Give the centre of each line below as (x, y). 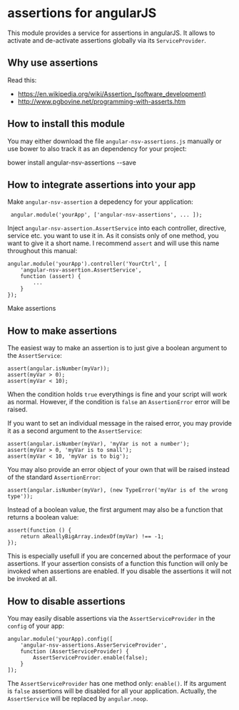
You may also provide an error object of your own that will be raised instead (118, 470)
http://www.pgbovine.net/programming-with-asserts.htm (102, 101)
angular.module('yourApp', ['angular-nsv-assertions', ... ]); (106, 215)
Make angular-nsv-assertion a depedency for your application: (101, 202)
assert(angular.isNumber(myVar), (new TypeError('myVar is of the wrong (118, 490)
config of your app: (36, 626)
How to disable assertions (67, 601)
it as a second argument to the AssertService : (75, 431)
